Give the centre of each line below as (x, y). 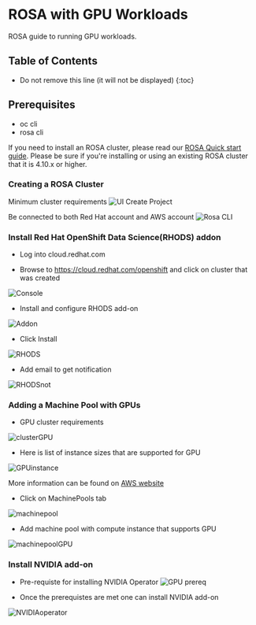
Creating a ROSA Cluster (56, 184)
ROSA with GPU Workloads (98, 15)
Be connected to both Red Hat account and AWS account (101, 216)
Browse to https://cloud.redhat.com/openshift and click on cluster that (134, 270)
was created (40, 278)
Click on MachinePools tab (63, 498)
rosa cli (32, 132)
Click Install (38, 339)
